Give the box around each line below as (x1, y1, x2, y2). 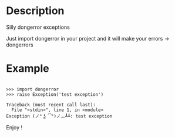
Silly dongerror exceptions (6, 24, 70, 31)
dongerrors (6, 41, 33, 48)
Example (6, 62, 49, 75)
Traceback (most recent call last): (6, 102, 96, 108)
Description (6, 4, 65, 18)
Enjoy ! (6, 123, 23, 131)
